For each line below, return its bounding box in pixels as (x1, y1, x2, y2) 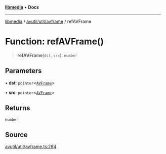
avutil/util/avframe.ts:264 (5, 144, 57, 150)
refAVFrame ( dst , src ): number (17, 52, 78, 58)
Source (5, 130, 28, 139)
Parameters (5, 67, 42, 75)
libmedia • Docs (5, 4, 39, 10)
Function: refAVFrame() (5, 36, 104, 47)
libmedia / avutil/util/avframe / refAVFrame (5, 18, 91, 24)
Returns (5, 104, 31, 112)
